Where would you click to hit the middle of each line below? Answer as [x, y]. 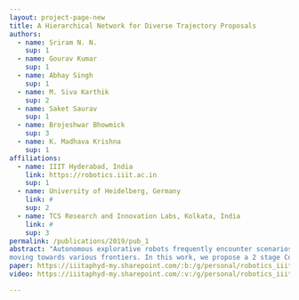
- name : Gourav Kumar [57, 59]
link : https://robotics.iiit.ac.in [91, 174]
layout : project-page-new [57, 17]
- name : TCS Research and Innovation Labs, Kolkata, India [129, 216]
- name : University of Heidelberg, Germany [99, 191]
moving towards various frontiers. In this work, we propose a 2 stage [145, 258]
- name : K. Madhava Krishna [69, 142]
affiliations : [36, 158]
